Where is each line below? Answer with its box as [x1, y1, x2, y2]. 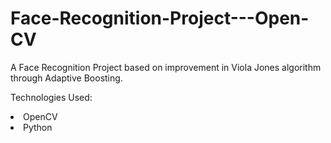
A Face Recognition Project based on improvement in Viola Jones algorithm [10, 61, 322, 73]
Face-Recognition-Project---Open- [10, 7, 310, 30]
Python [23, 121, 53, 133]
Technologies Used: [10, 91, 93, 103]
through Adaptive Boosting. [10, 72, 123, 84]
